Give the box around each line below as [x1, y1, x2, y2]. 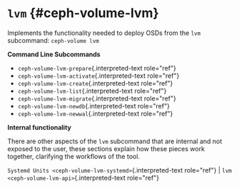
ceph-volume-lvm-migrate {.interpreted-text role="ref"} [17, 94, 176, 103]
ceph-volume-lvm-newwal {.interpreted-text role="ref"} [17, 109, 173, 118]
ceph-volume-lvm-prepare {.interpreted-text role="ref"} [17, 63, 176, 72]
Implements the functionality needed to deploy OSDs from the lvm [7, 29, 201, 37]
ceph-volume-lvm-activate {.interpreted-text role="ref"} [17, 71, 180, 80]
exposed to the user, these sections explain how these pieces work [7, 144, 205, 153]
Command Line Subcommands [7, 50, 101, 58]
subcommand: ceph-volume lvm [7, 36, 100, 44]
